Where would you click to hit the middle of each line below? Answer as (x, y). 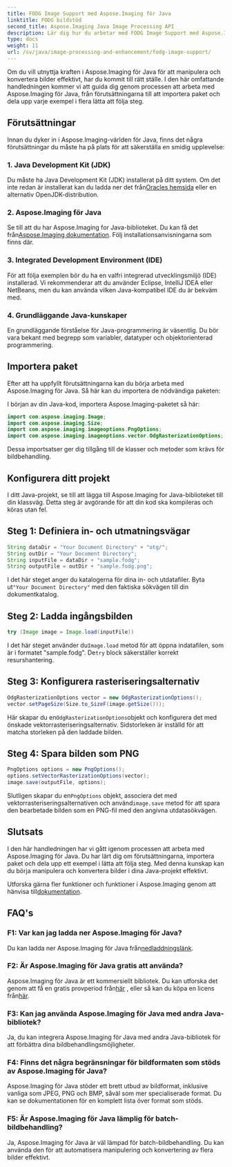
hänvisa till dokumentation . (45, 891)
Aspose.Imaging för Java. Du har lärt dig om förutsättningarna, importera (111, 856)
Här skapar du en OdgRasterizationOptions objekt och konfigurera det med (112, 717)
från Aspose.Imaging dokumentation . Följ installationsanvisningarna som (109, 235)
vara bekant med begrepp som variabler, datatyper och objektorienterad (110, 337)
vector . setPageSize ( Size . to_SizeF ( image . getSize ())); (86, 704)
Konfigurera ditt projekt (59, 478)
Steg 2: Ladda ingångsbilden (70, 616)
